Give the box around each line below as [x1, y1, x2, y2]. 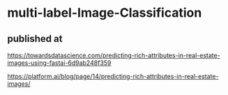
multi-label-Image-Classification [7, 5, 202, 21]
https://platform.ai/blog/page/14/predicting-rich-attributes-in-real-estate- [7, 72, 219, 80]
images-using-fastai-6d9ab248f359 [7, 59, 112, 67]
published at [7, 33, 63, 45]
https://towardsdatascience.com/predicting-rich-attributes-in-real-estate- [7, 51, 221, 59]
